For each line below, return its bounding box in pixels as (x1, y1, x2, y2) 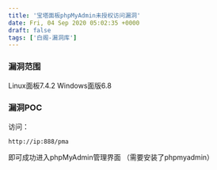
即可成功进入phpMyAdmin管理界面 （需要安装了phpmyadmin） (8, 152, 214, 162)
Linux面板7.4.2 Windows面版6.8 (8, 81, 112, 90)
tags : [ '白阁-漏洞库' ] (8, 33, 78, 42)
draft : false (8, 26, 51, 34)
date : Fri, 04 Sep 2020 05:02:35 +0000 (8, 19, 140, 27)
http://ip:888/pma (8, 138, 69, 145)
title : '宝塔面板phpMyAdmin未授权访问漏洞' (8, 11, 141, 20)
